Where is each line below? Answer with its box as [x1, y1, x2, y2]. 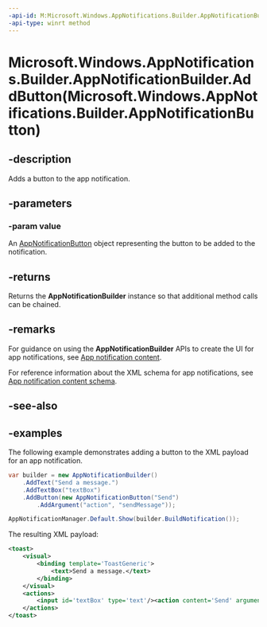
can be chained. [8, 300, 61, 309]
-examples [8, 426, 63, 440]
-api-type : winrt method [8, 19, 91, 27]
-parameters [8, 197, 72, 210]
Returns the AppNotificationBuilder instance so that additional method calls [8, 291, 258, 301]
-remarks [8, 323, 56, 337]
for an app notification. [8, 456, 83, 465]
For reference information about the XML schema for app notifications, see [8, 368, 253, 377]
